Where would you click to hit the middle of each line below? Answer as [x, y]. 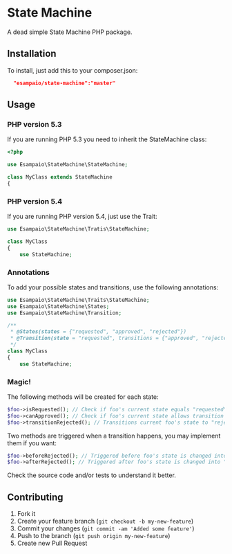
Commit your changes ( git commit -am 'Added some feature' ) [106, 528]
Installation [32, 54]
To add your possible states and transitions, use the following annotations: [113, 287]
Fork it [26, 514]
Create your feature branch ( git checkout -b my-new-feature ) [105, 521]
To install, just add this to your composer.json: [72, 70]
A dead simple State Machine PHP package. [70, 32]
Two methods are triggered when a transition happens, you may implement [114, 436]
